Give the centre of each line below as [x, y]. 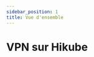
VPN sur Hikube [47, 47]
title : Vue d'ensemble [35, 17]
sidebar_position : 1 [32, 12]
